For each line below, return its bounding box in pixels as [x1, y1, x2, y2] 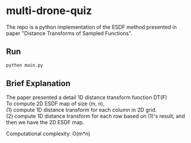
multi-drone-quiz [6, 4, 92, 18]
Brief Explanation [6, 79, 71, 88]
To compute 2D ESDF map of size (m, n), [6, 100, 105, 107]
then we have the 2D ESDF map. [6, 119, 85, 126]
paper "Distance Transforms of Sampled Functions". [6, 29, 133, 36]
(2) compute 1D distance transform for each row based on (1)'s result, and [6, 113, 185, 120]
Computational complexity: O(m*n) [6, 130, 91, 137]
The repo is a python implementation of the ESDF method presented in [6, 23, 177, 30]
